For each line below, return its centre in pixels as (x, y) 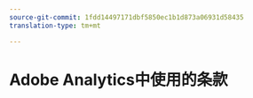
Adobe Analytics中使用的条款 (119, 79)
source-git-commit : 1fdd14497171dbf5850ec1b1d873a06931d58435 (126, 17)
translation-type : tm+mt (55, 26)
